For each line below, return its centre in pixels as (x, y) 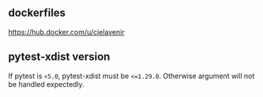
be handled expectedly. (46, 84)
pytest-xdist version (59, 57)
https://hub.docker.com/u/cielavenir (66, 32)
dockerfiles (37, 13)
